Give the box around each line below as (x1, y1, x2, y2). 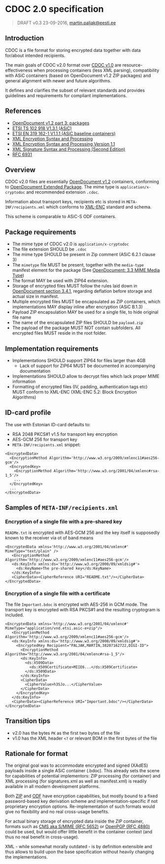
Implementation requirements (5, 344, 99, 353)
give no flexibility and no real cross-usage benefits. (5, 809, 109, 815)
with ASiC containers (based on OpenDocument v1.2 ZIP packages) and (5, 73, 151, 78)
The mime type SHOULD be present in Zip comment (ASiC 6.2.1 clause (12, 252, 156, 258)
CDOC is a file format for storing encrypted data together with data (5, 47, 141, 53)
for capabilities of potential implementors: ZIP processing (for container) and (5, 773, 161, 779)
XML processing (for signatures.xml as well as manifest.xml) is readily (5, 778, 147, 784)
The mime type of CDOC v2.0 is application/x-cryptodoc (12, 241, 129, 247)
